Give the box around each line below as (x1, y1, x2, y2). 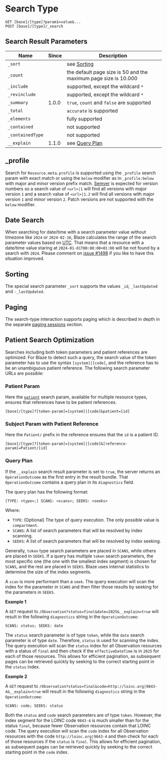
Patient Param (5, 382, 40, 389)
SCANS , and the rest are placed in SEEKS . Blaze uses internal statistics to (5, 563, 150, 569)
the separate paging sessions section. (5, 322, 83, 327)
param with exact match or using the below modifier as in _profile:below (5, 175, 154, 181)
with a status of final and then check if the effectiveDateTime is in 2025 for (5, 648, 160, 654)
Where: (5, 507, 20, 513)
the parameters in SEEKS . (5, 589, 55, 595)
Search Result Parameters (5, 37, 88, 46)
